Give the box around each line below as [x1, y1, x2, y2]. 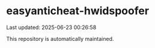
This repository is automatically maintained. [6, 35, 114, 42]
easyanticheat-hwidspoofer [6, 4, 149, 18]
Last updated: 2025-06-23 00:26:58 [6, 24, 97, 31]
